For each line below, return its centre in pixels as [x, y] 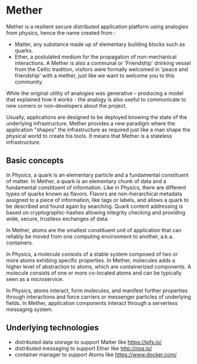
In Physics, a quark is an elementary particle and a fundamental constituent [98, 175]
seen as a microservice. [35, 279]
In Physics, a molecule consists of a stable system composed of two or [92, 254]
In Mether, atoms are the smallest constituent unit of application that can [94, 230]
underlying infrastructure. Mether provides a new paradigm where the [91, 123]
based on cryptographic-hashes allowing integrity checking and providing [96, 212]
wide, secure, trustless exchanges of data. [58, 219]
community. [29, 82]
